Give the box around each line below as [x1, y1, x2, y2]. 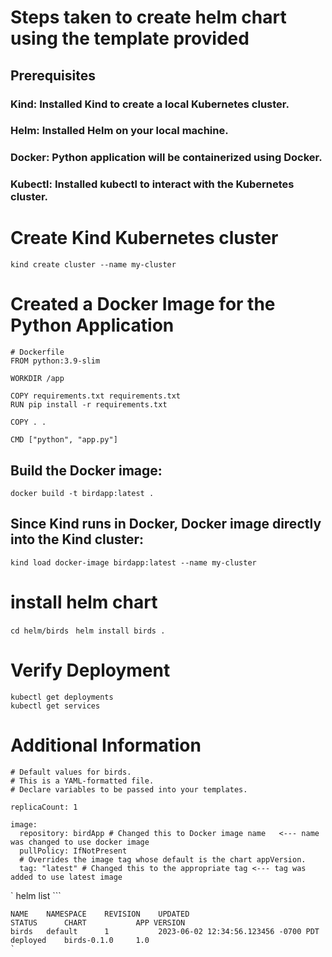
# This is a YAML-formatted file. [10, 776, 155, 786]
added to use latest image [10, 872, 123, 882]
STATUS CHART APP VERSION [10, 917, 186, 928]
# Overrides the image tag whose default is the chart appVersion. [19, 854, 307, 865]
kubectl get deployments [10, 692, 114, 702]
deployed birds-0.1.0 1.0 [10, 935, 150, 945]
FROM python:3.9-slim [10, 356, 101, 366]
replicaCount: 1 [10, 802, 78, 812]
